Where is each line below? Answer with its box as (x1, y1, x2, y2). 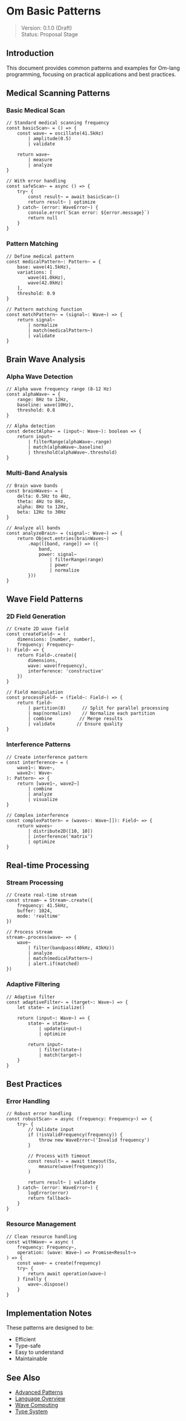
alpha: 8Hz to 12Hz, (17, 503, 69, 510)
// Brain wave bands (6, 482, 59, 489)
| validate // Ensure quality (28, 721, 123, 727)
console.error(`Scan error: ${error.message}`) (28, 210, 150, 216)
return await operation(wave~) (28, 1271, 107, 1277)
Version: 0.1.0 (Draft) (21, 24, 72, 31)
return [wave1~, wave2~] (17, 781, 80, 787)
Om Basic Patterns (6, 4, 101, 18)
